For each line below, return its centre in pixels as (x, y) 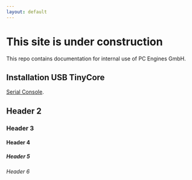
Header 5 (18, 156)
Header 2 (24, 111)
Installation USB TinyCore (56, 77)
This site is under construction (85, 41)
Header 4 (18, 143)
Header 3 (20, 128)
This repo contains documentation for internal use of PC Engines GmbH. (96, 59)
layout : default (27, 12)
